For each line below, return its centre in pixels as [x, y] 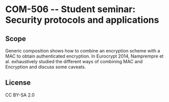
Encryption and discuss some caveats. [46, 67]
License [18, 83]
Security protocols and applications [82, 20]
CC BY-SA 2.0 [20, 95]
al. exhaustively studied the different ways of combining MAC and [74, 61]
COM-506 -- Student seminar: [71, 9]
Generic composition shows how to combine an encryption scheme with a [83, 51]
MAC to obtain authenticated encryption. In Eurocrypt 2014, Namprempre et [84, 56]
